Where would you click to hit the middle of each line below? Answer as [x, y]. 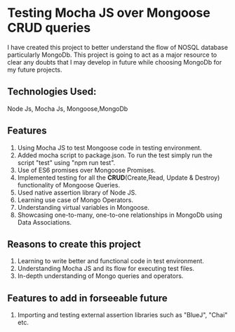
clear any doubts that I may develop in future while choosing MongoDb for [115, 62]
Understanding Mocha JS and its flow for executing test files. [106, 269]
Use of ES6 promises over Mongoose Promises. [87, 170]
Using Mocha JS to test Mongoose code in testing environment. [109, 147]
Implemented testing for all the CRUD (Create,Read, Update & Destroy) [119, 178]
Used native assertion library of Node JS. [77, 192]
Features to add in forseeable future [88, 298]
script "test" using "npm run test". [66, 162]
